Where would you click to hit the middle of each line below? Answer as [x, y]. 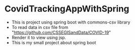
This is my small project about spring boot [54, 42]
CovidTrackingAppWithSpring [67, 9]
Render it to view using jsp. [39, 37]
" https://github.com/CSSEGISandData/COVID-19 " [61, 32]
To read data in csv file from [40, 27]
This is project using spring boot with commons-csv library [71, 22]
